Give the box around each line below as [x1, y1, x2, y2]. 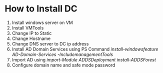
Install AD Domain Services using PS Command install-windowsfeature [11, 46, 158, 52]
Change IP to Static [11, 30, 52, 36]
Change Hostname [11, 35, 51, 41]
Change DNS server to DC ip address [11, 40, 89, 46]
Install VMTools [11, 24, 44, 30]
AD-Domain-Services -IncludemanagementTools [11, 51, 113, 57]
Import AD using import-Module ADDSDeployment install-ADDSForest [11, 56, 156, 62]
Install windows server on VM [11, 19, 73, 25]
